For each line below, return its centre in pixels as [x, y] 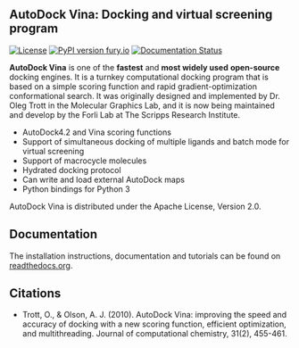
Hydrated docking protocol [72, 170]
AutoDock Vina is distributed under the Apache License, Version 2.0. [135, 206]
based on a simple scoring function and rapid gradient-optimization [133, 86]
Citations [35, 294]
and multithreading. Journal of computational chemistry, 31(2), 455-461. [154, 334]
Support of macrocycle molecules [84, 161]
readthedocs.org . [41, 265]
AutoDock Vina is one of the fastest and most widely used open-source [145, 67]
